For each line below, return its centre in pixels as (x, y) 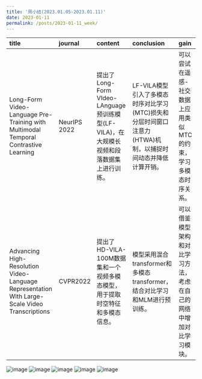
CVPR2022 (75, 281)
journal (69, 43)
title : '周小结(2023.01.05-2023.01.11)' (56, 12)
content (108, 43)
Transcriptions (29, 311)
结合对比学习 (150, 291)
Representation (31, 289)
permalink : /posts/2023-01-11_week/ (52, 23)
